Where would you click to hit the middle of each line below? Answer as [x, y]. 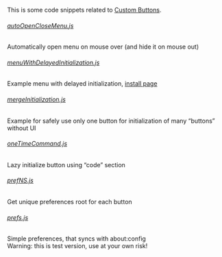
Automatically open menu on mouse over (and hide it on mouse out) [103, 47]
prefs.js [18, 217]
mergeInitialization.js [37, 99]
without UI [22, 128]
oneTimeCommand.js [37, 144]
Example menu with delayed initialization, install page [82, 84]
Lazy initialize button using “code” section [66, 164]
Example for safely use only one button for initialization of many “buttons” [111, 121]
